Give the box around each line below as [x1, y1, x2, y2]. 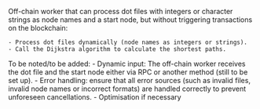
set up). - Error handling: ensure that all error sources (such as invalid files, [8, 76, 251, 85]
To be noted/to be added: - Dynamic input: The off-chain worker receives [8, 59, 246, 68]
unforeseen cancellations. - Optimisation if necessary [8, 93, 182, 101]
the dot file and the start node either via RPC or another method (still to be [8, 67, 248, 77]
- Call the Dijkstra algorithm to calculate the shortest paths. [8, 45, 226, 53]
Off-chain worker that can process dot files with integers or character [8, 7, 233, 16]
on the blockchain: [8, 24, 68, 32]
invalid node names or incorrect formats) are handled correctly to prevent [8, 84, 247, 93]
